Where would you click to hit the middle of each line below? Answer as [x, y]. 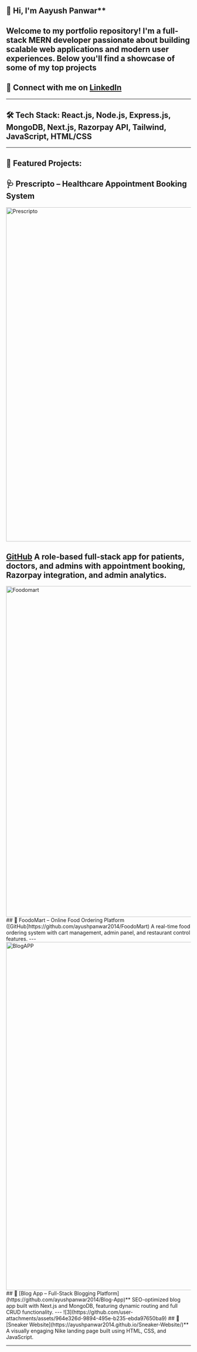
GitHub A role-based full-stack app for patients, [95, 557]
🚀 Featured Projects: [44, 163]
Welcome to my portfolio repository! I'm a [84, 31]
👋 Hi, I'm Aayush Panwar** [56, 11]
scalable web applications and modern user [87, 49]
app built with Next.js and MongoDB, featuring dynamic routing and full [92, 1306]
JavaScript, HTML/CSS [49, 136]
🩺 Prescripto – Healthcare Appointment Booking [97, 184]
